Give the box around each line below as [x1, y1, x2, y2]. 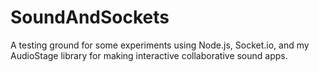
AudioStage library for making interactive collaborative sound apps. [10, 49, 288, 61]
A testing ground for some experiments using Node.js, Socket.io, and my [10, 39, 310, 51]
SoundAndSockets [10, 6, 170, 29]
